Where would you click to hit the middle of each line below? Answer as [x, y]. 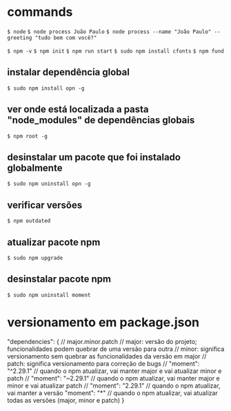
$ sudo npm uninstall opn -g [49, 184]
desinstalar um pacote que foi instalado [94, 157]
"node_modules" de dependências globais [101, 121]
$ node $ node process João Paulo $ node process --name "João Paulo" [109, 32]
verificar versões [45, 205]
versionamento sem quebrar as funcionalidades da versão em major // [107, 356]
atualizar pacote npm [54, 242]
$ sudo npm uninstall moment [49, 295]
